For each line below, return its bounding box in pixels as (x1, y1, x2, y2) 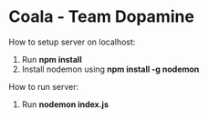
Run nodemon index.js (21, 98, 109, 110)
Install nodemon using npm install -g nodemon (21, 64, 200, 74)
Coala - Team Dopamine (8, 6, 195, 27)
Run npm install (21, 54, 83, 64)
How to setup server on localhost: (8, 36, 136, 47)
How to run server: (8, 81, 79, 92)
